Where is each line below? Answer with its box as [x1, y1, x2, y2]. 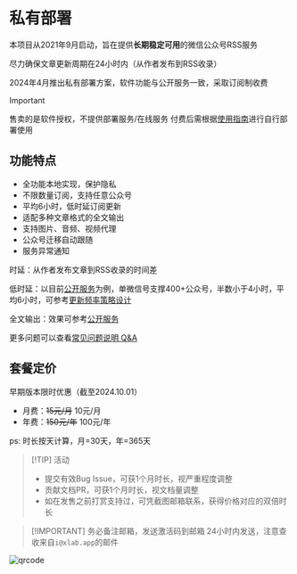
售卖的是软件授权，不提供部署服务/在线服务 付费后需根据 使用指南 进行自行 [9, 113, 280, 124]
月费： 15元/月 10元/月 [21, 405, 102, 415]
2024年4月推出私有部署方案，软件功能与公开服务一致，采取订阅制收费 [9, 77, 268, 87]
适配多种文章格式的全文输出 [21, 211, 125, 223]
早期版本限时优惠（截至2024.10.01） [9, 386, 143, 397]
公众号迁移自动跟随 [21, 234, 94, 245]
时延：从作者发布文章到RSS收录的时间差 [9, 264, 158, 275]
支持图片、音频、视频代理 [21, 223, 117, 234]
